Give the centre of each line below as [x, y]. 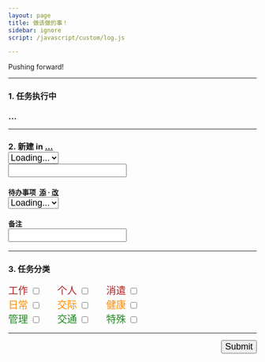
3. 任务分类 [29, 270]
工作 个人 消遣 [67, 290]
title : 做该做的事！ [38, 23]
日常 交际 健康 [67, 305]
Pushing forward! [36, 67]
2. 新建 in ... [31, 147]
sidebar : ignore [35, 30]
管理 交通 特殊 [67, 319]
